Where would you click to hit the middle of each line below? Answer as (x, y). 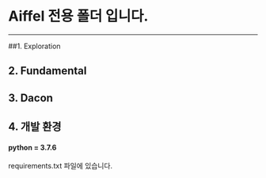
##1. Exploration (34, 46)
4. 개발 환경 (35, 127)
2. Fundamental (47, 71)
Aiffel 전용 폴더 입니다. (78, 16)
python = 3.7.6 (32, 147)
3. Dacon (31, 98)
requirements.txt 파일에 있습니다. (61, 166)
